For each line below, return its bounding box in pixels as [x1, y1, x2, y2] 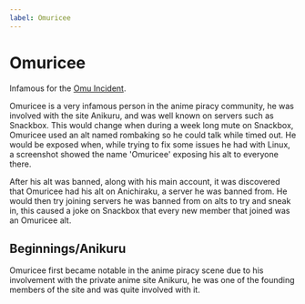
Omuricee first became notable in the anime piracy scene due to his [9, 265, 264, 276]
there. [9, 158, 32, 169]
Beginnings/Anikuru [9, 240, 127, 256]
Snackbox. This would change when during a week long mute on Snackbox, [9, 119, 294, 130]
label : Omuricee [9, 13, 71, 23]
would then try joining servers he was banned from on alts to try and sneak [9, 195, 291, 206]
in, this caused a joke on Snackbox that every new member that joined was [9, 205, 290, 216]
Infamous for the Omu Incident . [9, 83, 127, 94]
